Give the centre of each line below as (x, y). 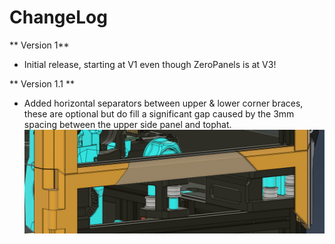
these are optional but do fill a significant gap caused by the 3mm (159, 113)
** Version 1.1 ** (42, 83)
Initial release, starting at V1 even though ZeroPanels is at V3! (150, 64)
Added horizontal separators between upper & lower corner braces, (163, 103)
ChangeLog (58, 17)
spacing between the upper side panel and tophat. (127, 124)
